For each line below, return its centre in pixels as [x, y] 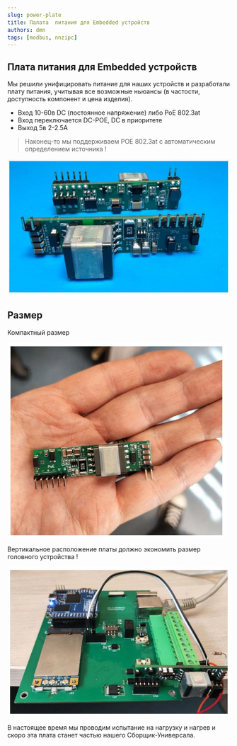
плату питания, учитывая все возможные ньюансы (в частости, [104, 91]
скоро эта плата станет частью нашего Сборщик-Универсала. [102, 735]
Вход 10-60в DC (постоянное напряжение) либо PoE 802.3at [109, 113]
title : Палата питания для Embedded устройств [79, 22]
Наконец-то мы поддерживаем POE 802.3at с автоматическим [120, 142]
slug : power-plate [34, 15]
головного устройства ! [43, 556]
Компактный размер [39, 332]
